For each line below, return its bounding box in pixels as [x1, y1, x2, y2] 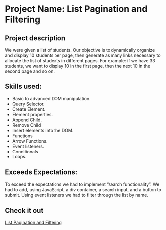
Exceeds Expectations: [5, 168, 78, 177]
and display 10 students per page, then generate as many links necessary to [5, 52, 161, 58]
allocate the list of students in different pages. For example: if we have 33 [5, 58, 155, 63]
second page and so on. [5, 68, 55, 74]
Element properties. [12, 111, 53, 117]
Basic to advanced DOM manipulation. [12, 95, 91, 101]
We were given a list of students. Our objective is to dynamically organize [5, 47, 155, 53]
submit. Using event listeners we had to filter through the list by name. [5, 192, 149, 198]
